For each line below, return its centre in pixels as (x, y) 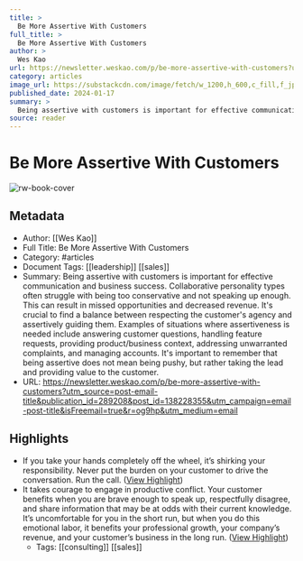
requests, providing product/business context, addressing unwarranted (155, 343)
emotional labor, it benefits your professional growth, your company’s (151, 528)
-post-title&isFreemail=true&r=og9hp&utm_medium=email (130, 410)
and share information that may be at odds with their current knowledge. (157, 508)
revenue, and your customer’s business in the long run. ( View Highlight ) (155, 537)
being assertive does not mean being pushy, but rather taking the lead (153, 363)
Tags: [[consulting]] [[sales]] (89, 547)
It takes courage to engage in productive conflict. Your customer (142, 489)
